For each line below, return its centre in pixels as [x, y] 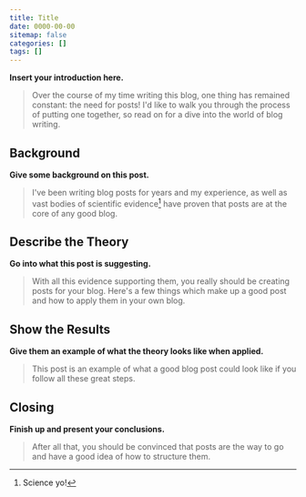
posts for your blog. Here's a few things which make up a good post [159, 291]
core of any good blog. [75, 213]
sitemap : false [38, 35]
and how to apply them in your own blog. [108, 300]
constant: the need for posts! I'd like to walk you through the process [161, 105]
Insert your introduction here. [67, 77]
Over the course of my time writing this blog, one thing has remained [161, 96]
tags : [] [26, 52]
